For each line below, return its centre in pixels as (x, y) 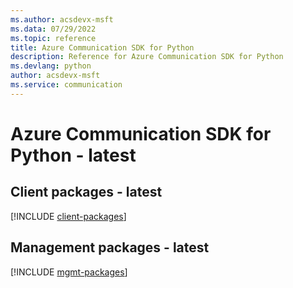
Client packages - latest (86, 192)
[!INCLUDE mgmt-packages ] (69, 272)
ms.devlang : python (51, 66)
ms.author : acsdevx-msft (62, 19)
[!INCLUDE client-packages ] (68, 216)
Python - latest (73, 155)
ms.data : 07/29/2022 (53, 29)
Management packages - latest (110, 247)
